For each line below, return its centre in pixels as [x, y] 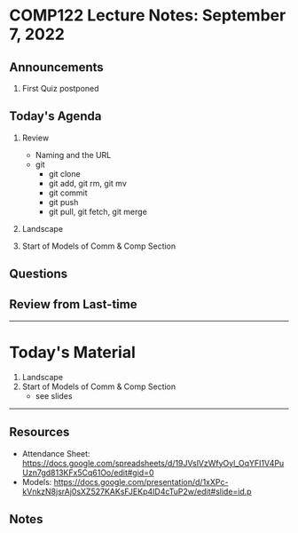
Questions [39, 274]
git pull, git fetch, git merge [98, 211]
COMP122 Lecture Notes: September [148, 16]
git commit [68, 193]
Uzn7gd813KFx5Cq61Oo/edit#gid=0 [88, 473]
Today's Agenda [55, 116]
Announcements [56, 67]
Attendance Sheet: [56, 453]
